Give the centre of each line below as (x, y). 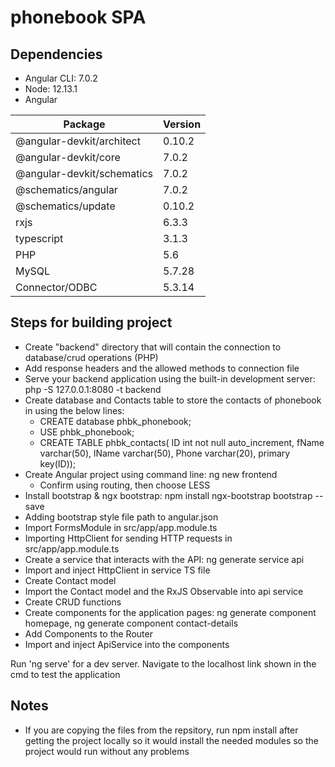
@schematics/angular (66, 189)
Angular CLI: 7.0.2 (61, 78)
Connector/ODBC (56, 287)
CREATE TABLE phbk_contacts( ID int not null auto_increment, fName (182, 442)
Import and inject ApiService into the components (127, 644)
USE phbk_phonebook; (87, 432)
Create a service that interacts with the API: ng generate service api (164, 559)
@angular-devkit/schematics (84, 173)
